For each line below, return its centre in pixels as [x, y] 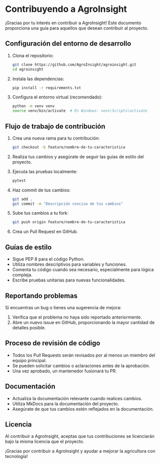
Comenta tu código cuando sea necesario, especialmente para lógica [83, 270]
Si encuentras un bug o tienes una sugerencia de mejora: [63, 307]
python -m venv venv [33, 106]
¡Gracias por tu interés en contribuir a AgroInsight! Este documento [73, 23]
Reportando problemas [41, 296]
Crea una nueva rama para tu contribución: [56, 138]
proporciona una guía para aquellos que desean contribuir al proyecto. [77, 28]
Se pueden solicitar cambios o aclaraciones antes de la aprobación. [81, 366]
